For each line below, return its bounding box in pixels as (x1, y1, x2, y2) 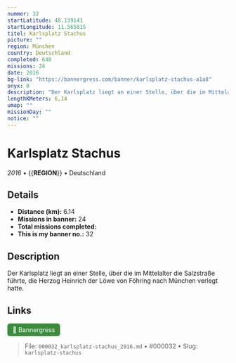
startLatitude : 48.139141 (7, 17, 83, 24)
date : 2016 (7, 69, 39, 76)
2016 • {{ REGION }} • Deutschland (7, 168, 106, 177)
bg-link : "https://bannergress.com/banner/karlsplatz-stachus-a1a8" (7, 75, 212, 83)
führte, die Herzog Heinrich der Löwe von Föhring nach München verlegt (7, 276, 218, 285)
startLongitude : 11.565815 (7, 23, 86, 30)
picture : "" (7, 37, 42, 44)
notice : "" (7, 115, 39, 122)
